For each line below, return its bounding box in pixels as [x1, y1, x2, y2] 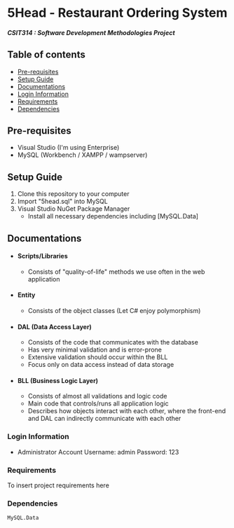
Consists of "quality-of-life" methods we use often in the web [27, 268, 205, 276]
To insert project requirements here [7, 481, 110, 489]
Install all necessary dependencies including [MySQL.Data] [27, 212, 198, 221]
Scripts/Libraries [17, 252, 68, 260]
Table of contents [7, 49, 85, 61]
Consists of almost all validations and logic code [27, 392, 167, 401]
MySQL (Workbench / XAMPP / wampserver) [17, 151, 148, 159]
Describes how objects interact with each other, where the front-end [27, 407, 226, 415]
